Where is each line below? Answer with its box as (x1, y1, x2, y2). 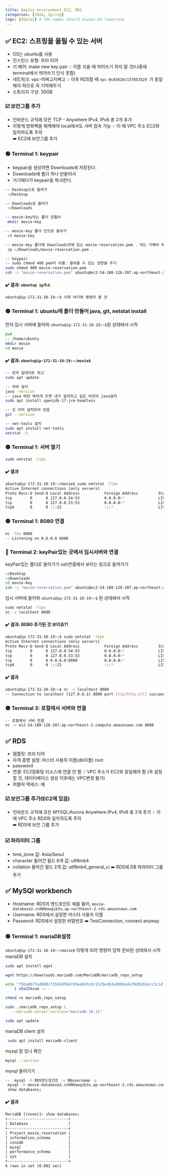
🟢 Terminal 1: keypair (5, 150, 59, 157)
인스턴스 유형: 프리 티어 (12, 58, 59, 64)
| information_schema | (5, 1135, 71, 1140)
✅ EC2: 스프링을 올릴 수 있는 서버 (5, 36, 103, 45)
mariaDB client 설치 (5, 1028, 45, 1034)
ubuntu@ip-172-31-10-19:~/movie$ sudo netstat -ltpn (5, 481, 118, 487)
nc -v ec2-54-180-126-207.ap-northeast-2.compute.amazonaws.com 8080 (5, 722, 154, 728)
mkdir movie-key (7, 219, 42, 225)
